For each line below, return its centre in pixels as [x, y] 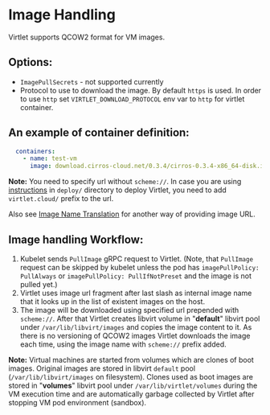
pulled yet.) [39, 284]
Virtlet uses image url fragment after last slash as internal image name [136, 293]
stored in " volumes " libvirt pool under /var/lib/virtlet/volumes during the [133, 385]
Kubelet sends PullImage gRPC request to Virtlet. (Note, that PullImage [137, 259]
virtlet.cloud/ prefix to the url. [61, 199]
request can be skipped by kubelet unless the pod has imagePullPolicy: [139, 267]
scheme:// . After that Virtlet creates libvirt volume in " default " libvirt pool [140, 318]
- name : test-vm [50, 158]
